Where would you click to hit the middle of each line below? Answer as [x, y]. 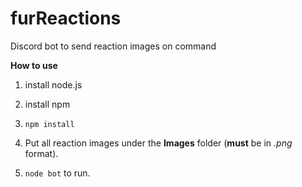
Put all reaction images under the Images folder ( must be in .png [158, 143]
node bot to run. [57, 173]
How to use [34, 65]
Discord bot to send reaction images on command [113, 46]
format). [41, 153]
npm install [49, 124]
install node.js [53, 84]
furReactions [66, 18]
